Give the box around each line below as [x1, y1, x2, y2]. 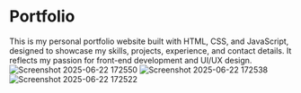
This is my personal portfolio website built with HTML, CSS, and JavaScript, [9, 36, 289, 46]
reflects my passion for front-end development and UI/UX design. [9, 55, 252, 65]
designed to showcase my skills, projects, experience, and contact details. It [9, 45, 292, 55]
